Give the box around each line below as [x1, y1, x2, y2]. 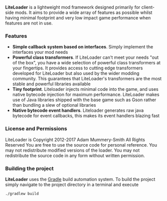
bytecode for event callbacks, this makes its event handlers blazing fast [12, 113, 160, 119]
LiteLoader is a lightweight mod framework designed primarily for [5, 4, 141, 10]
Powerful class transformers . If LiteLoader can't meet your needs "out [12, 54, 159, 60]
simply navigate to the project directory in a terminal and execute [5, 182, 139, 188]
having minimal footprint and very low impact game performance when [5, 15, 151, 20]
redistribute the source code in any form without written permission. [5, 152, 146, 159]
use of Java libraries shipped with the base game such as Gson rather [12, 97, 157, 103]
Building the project [5, 165, 54, 172]
